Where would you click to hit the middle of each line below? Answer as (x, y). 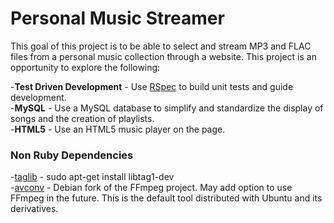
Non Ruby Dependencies (72, 155)
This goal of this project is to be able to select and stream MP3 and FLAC (161, 46)
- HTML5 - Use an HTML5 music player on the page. (118, 129)
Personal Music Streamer (117, 18)
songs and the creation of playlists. (82, 118)
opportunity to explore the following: (85, 67)
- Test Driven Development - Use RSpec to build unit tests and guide (152, 86)
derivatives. (34, 209)
